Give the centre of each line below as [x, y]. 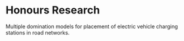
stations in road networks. [38, 32]
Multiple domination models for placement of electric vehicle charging [92, 26]
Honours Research [53, 10]
